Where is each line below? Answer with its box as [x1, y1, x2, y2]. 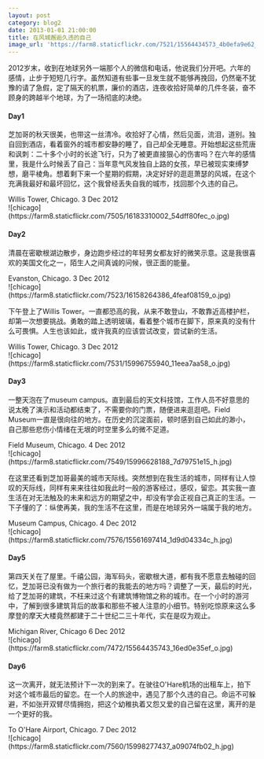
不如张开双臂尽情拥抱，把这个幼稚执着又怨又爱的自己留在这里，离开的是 [21, 699, 256, 709]
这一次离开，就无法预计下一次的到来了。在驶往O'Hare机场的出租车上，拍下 [8, 680, 251, 689]
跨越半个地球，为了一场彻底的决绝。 [28, 93, 146, 102]
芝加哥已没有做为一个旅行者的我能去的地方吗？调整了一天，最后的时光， [21, 581, 256, 591]
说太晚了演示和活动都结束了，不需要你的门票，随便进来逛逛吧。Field [8, 404, 230, 414]
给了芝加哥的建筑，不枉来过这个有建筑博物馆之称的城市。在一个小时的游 [8, 591, 242, 600]
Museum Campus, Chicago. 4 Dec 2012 [8, 518, 137, 528]
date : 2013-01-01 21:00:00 [8, 26, 97, 34]
